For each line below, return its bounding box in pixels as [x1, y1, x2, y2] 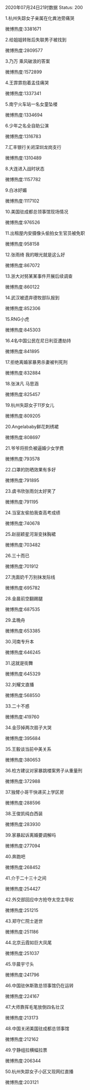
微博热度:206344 [5, 1058, 41, 1064]
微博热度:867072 [5, 263, 40, 268]
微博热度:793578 [5, 456, 40, 462]
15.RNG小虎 [5, 316, 29, 322]
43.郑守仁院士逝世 [5, 918, 43, 924]
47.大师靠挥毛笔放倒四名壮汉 [5, 1004, 64, 1010]
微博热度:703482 [5, 542, 41, 548]
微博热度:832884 [5, 370, 41, 376]
